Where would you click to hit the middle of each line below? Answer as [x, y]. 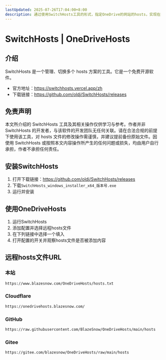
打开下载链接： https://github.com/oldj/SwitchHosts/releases [74, 179]
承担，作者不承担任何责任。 [33, 149]
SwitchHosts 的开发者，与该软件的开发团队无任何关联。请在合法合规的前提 [81, 131]
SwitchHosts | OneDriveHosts [68, 39]
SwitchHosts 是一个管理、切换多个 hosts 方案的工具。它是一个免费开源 [77, 71]
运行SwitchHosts [29, 221]
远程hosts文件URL [33, 257]
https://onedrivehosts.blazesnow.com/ [45, 306]
